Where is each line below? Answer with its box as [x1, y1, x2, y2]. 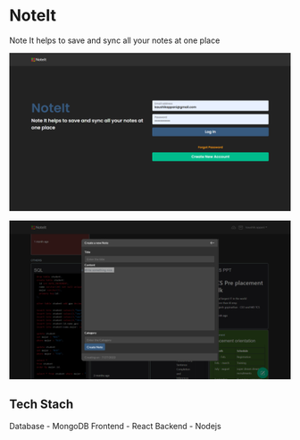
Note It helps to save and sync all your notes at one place [9, 35, 221, 46]
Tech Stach [9, 397, 74, 412]
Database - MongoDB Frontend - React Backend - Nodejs [9, 420, 221, 431]
